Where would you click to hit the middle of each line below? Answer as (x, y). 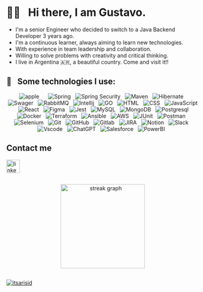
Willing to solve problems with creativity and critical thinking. (92, 55)
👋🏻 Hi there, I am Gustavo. (76, 13)
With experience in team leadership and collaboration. (83, 49)
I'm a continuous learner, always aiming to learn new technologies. (99, 42)
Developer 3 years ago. (45, 36)
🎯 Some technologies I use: (61, 82)
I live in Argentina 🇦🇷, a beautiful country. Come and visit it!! (92, 62)
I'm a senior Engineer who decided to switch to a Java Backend (95, 29)
